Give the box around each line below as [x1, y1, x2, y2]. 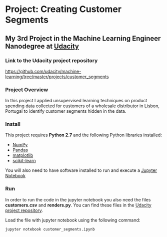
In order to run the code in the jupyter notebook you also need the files [5, 196, 151, 202]
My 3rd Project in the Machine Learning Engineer [5, 34, 161, 43]
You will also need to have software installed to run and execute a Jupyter [5, 167, 157, 173]
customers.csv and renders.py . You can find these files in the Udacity [5, 202, 151, 208]
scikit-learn [12, 158, 36, 164]
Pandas [12, 147, 28, 153]
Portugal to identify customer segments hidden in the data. [5, 108, 126, 114]
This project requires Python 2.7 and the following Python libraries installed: [5, 132, 162, 138]
